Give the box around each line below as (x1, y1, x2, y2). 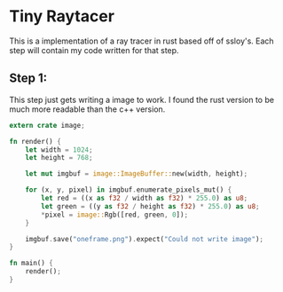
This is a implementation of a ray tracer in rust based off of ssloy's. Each (9, 36, 274, 46)
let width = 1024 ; (25, 145, 93, 154)
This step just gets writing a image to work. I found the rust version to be (9, 94, 275, 105)
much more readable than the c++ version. (9, 104, 166, 114)
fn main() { (9, 259, 53, 268)
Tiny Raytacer (9, 6, 115, 27)
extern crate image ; (9, 121, 86, 130)
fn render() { (9, 137, 62, 146)
